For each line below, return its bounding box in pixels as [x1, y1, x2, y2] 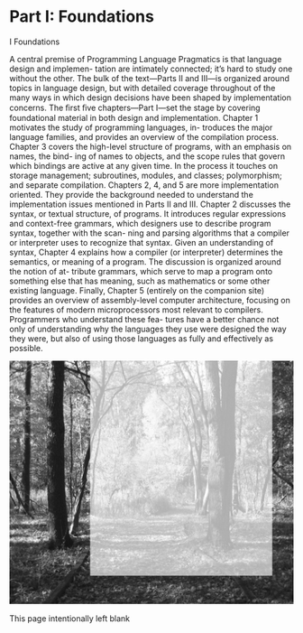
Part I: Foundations [9, 6, 155, 27]
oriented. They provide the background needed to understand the [9, 189, 254, 200]
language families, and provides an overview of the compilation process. [9, 131, 280, 142]
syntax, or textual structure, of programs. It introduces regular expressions [9, 208, 287, 219]
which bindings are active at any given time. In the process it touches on [9, 160, 278, 171]
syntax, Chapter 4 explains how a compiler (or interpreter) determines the [9, 247, 283, 257]
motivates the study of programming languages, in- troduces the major [9, 122, 273, 133]
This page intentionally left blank [9, 613, 131, 624]
